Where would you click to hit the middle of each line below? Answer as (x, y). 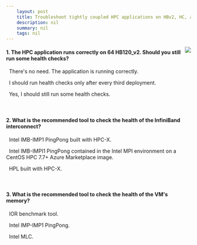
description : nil (38, 22)
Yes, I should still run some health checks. (60, 94)
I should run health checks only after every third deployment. (82, 83)
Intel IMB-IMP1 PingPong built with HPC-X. (60, 139)
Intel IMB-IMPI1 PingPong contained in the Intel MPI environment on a (93, 151)
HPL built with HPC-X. (35, 169)
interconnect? (23, 126)
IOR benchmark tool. (33, 214)
